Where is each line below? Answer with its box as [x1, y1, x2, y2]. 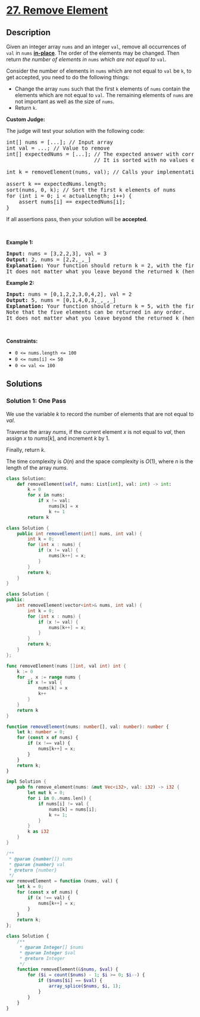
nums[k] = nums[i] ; [48, 806, 97, 813]
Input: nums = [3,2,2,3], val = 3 [6, 250, 107, 257]
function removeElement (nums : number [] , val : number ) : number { [6, 724, 169, 730]
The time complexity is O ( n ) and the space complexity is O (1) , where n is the [6, 457, 193, 465]
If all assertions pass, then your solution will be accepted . [6, 216, 148, 222]
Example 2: [6, 280, 35, 286]
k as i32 [27, 829, 49, 835]
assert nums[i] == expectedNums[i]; [18, 199, 126, 205]
